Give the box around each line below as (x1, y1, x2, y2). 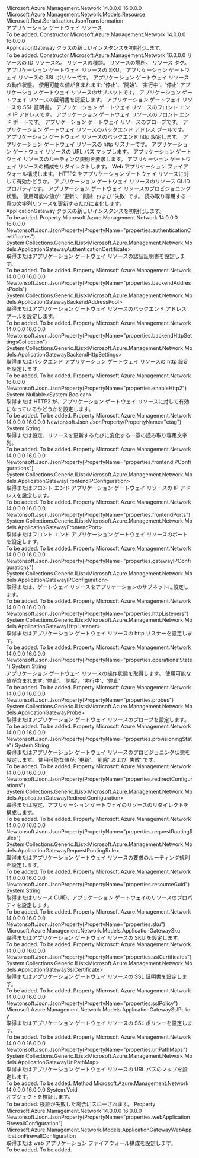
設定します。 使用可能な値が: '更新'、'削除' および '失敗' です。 (6, 756, 159, 763)
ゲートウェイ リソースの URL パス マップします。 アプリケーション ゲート (12, 148, 192, 155)
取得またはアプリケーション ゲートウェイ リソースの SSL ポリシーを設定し (6, 1019, 188, 1026)
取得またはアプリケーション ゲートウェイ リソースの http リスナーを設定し (6, 630, 188, 637)
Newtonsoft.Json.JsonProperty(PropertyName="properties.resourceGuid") (6, 881, 190, 887)
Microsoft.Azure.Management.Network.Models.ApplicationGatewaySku (6, 927, 181, 934)
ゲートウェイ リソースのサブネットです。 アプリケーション (38, 89, 181, 96)
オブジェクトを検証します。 (6, 1093, 73, 1100)
